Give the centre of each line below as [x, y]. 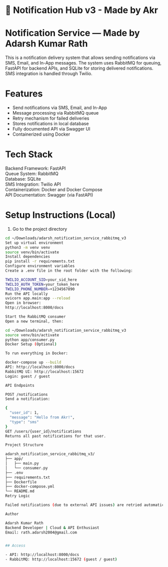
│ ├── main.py [22, 463]
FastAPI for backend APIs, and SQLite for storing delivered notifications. [79, 68]
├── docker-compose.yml [30, 487]
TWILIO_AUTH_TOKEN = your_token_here [42, 284]
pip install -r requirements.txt [40, 261]
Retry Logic [17, 496]
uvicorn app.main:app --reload [38, 298]
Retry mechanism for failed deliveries [51, 118]
